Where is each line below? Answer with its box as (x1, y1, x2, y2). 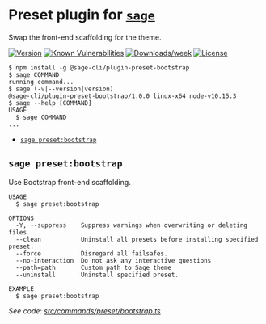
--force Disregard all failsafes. (15, 249, 168, 258)
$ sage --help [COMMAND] (8, 99, 92, 107)
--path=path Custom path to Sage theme (15, 263, 172, 271)
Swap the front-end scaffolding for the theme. (8, 32, 162, 42)
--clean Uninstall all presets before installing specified (15, 235, 259, 243)
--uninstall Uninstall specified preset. (15, 271, 179, 279)
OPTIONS (8, 214, 35, 222)
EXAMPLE (8, 284, 35, 292)
